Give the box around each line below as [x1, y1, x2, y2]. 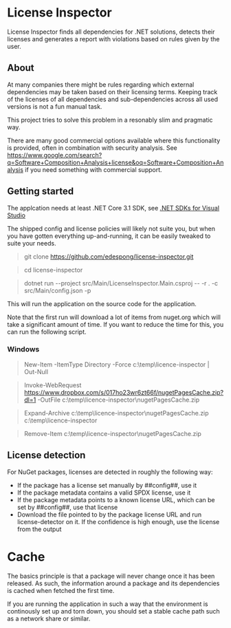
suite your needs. [7, 239, 56, 247]
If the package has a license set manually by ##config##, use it [16, 481, 197, 489]
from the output [16, 525, 62, 533]
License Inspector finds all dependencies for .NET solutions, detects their [7, 28, 215, 36]
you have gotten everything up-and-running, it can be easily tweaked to [7, 232, 211, 240]
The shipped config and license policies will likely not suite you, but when [7, 224, 215, 232]
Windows [7, 345, 40, 354]
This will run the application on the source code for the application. [7, 299, 197, 307]
